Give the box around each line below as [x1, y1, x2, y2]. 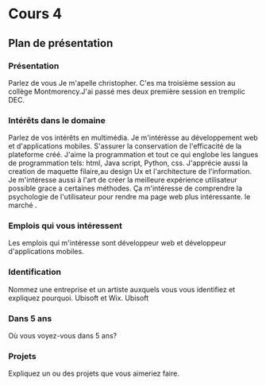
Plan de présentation [8, 37, 114, 50]
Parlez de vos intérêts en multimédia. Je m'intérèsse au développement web [8, 133, 258, 143]
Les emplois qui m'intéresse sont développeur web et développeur [8, 238, 226, 248]
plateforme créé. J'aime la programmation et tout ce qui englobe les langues [8, 150, 259, 160]
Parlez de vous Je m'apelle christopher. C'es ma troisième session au [8, 78, 236, 87]
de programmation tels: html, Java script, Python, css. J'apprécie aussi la [8, 158, 249, 168]
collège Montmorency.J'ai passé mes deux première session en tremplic [8, 87, 246, 96]
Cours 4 [8, 5, 62, 23]
